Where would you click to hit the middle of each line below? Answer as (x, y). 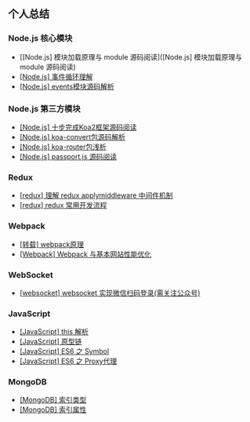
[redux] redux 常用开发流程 (63, 206)
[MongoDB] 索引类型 (53, 400)
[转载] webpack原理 (52, 244)
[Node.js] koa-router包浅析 (63, 147)
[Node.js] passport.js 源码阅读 (68, 156)
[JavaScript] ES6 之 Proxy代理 (68, 361)
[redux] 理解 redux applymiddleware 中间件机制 (96, 195)
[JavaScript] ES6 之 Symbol (64, 351)
